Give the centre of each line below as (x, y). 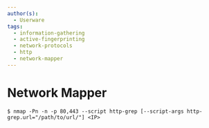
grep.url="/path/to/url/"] (46, 117)
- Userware (29, 20)
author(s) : (23, 13)
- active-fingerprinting (49, 39)
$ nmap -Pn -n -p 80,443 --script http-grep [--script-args (96, 111)
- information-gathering (49, 33)
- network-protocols (43, 46)
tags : (15, 26)
